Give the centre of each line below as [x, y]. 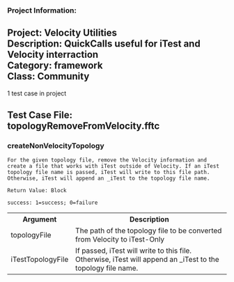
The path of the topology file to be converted [149, 230]
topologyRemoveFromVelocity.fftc [84, 126]
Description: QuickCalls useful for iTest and [104, 44]
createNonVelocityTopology [56, 146]
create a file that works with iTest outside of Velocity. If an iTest [113, 166]
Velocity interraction [53, 55]
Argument [40, 219]
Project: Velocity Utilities [62, 33]
